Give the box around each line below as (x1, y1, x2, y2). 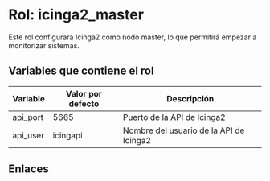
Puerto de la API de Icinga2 (123, 111, 227, 122)
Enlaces (8, 162, 50, 176)
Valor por (65, 88, 103, 99)
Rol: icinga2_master (8, 6, 145, 24)
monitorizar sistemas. (8, 40, 80, 50)
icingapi (52, 130, 83, 141)
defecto (68, 98, 100, 109)
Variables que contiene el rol (8, 64, 154, 78)
